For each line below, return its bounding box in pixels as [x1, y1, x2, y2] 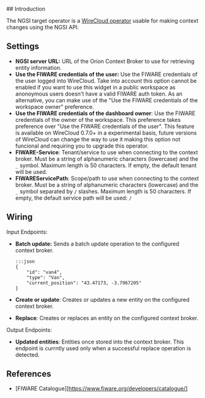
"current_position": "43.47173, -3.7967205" [26, 280, 142, 286]
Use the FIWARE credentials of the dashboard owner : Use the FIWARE [15, 110, 196, 117]
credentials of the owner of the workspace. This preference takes [15, 116, 181, 123]
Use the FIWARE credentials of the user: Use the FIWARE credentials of [15, 70, 198, 78]
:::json [15, 258, 35, 265]
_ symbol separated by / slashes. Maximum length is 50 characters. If [15, 187, 192, 195]
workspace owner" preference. [15, 103, 94, 110]
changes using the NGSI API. [6, 24, 80, 31]
